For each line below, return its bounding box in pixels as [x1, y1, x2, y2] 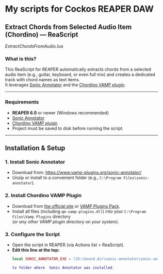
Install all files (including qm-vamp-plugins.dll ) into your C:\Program [12, 208, 147, 214]
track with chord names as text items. [5, 77, 80, 83]
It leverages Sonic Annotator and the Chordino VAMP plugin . [5, 82, 126, 88]
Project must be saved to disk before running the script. [12, 125, 124, 131]
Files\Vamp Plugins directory [12, 213, 71, 219]
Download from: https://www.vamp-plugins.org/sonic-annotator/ [12, 169, 142, 176]
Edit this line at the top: [12, 247, 60, 253]
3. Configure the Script [5, 231, 60, 237]
